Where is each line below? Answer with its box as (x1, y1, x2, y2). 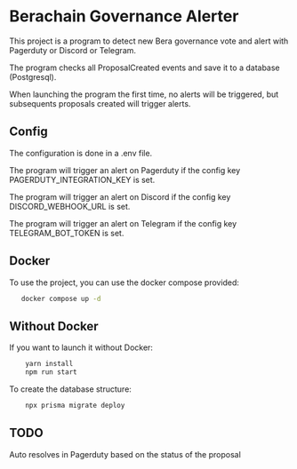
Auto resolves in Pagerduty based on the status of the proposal (9, 449, 242, 459)
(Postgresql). (9, 71, 57, 82)
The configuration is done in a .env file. (9, 147, 153, 158)
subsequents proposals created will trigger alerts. (9, 98, 191, 108)
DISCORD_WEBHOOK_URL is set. (9, 201, 131, 211)
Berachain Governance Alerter (9, 6, 239, 27)
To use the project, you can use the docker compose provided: (9, 277, 240, 288)
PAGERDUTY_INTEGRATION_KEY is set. (9, 174, 156, 185)
